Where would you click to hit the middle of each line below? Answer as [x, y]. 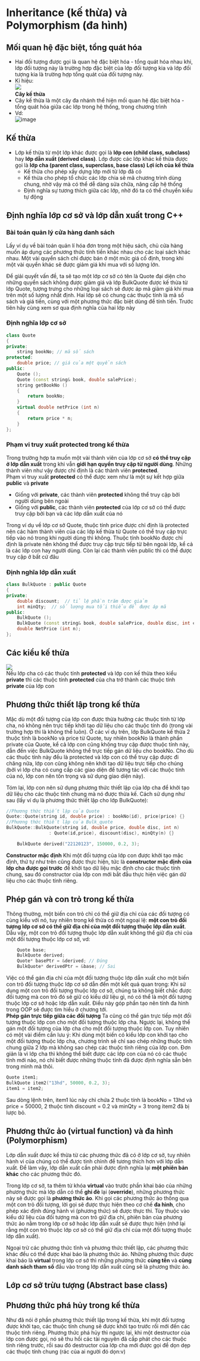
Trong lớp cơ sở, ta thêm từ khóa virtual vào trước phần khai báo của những [99, 1185]
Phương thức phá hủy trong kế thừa [73, 1305]
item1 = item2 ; [25, 1088]
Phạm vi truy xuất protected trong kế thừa [68, 445]
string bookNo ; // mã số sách [56, 352]
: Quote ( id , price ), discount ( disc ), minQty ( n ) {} [111, 833]
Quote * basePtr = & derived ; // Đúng [62, 961]
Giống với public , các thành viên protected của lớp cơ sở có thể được [100, 507]
